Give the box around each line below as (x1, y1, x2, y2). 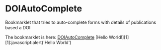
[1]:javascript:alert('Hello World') (5, 39, 72, 45)
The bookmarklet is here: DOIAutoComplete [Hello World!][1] (5, 34, 129, 40)
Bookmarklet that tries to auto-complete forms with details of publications (5, 19, 157, 25)
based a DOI (5, 24, 31, 30)
